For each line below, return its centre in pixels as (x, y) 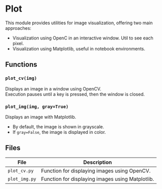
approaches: (18, 28)
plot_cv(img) (21, 78)
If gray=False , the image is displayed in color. (59, 132)
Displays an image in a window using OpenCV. (53, 88)
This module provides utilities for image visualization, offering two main (79, 23)
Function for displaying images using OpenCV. (96, 171)
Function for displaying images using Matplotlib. (98, 179)
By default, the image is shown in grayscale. (58, 126)
